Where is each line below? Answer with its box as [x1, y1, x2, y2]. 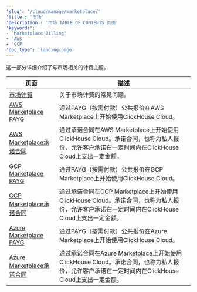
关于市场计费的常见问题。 [59, 90, 130, 99]
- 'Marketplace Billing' [6, 31, 67, 36]
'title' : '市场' [6, 14, 44, 20]
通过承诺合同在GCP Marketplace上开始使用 [59, 187, 178, 196]
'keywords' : [6, 25, 35, 31]
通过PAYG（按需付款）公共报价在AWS [59, 103, 164, 112]
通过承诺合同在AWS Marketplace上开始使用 [59, 126, 179, 134]
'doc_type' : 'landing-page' [6, 47, 75, 53]
